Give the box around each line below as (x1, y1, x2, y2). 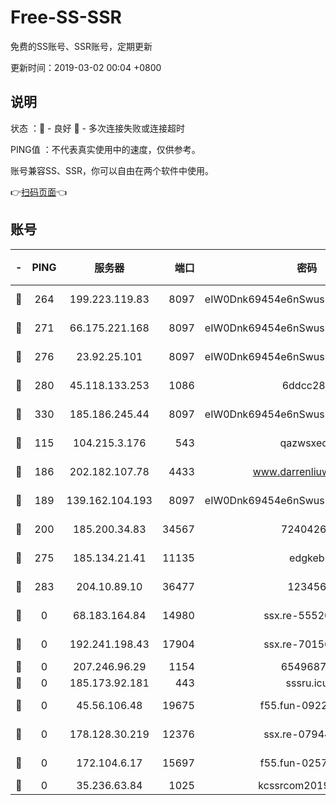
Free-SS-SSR (10, 6, 122, 29)
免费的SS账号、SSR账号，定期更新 (10, 40, 153, 52)
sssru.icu (285, 676, 329, 690)
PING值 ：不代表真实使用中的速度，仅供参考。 (10, 143, 201, 155)
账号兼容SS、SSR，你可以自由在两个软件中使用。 (10, 164, 214, 176)
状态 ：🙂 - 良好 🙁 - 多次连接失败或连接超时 (10, 122, 185, 134)
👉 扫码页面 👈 (10, 186, 68, 198)
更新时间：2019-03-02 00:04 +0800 (10, 61, 162, 73)
